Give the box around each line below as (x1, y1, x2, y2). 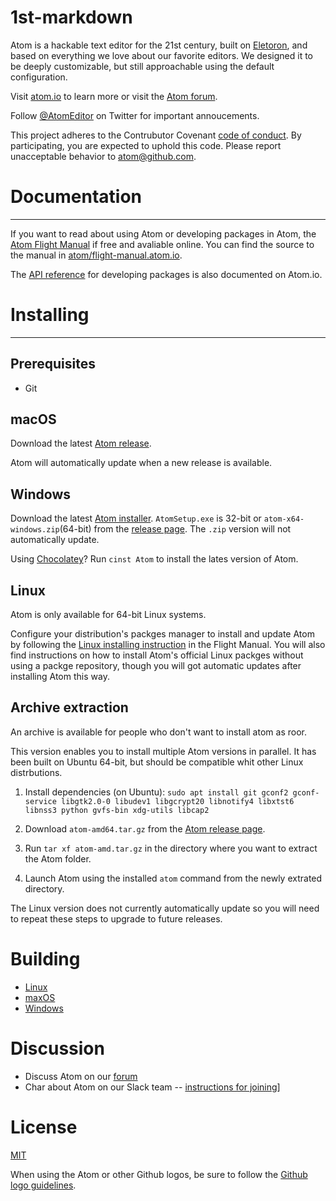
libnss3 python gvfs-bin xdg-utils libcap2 (24, 805, 210, 815)
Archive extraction (10, 699, 129, 716)
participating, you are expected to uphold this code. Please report (10, 139, 282, 151)
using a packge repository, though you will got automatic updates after (10, 660, 302, 672)
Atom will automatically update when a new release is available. (10, 457, 273, 469)
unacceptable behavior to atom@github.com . (10, 150, 197, 162)
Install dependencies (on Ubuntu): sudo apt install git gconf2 (24, 786, 289, 798)
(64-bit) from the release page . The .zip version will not (59, 523, 292, 535)
